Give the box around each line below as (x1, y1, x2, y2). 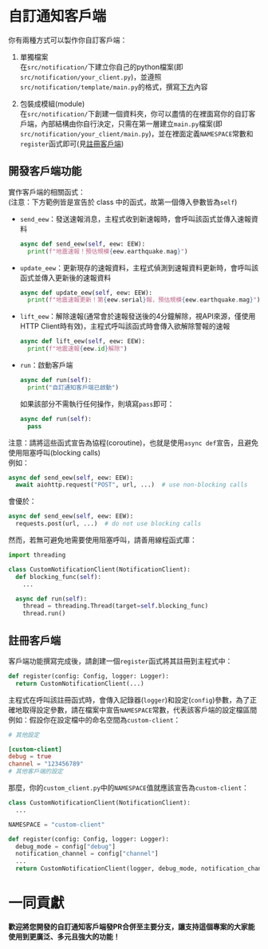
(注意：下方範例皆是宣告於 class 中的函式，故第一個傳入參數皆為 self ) (8, 197, 238, 207)
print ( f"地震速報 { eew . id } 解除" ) (27, 345, 128, 353)
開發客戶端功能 (8, 164, 82, 178)
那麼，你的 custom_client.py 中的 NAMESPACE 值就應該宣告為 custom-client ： (8, 783, 250, 793)
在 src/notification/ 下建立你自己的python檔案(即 (19, 61, 183, 72)
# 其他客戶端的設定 (8, 767, 64, 776)
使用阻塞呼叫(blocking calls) (8, 447, 101, 457)
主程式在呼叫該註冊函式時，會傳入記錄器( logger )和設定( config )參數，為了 (8, 695, 250, 704)
